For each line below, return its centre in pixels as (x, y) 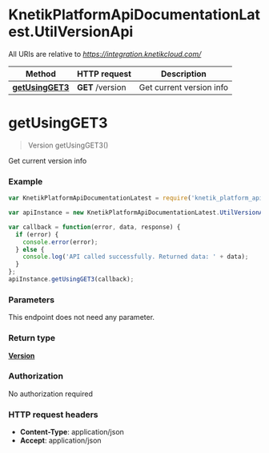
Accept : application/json (60, 441)
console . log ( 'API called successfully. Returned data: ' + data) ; (136, 257)
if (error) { (37, 234)
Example (26, 181)
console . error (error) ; (60, 242)
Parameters (31, 300)
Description (184, 74)
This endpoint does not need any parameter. (81, 318)
